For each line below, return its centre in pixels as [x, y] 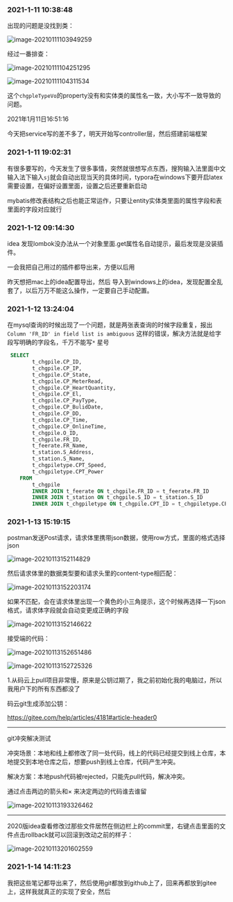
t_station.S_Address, [63, 452]
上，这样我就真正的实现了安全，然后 [59, 892]
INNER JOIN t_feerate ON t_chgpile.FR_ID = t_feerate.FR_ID [121, 491]
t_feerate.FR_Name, [60, 446]
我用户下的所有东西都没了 [44, 689]
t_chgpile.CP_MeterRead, [68, 381]
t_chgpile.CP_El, [57, 394]
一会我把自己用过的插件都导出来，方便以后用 [71, 267]
